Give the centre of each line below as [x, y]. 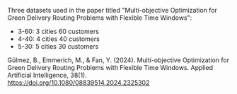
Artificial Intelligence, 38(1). [47, 75]
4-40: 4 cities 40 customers [59, 39]
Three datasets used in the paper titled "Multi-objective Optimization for [112, 10]
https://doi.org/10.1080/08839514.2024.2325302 [79, 83]
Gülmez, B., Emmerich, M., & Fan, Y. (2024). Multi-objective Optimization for [118, 60]
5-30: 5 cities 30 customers [58, 46]
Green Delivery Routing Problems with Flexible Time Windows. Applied [110, 67]
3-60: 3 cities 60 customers [58, 31]
